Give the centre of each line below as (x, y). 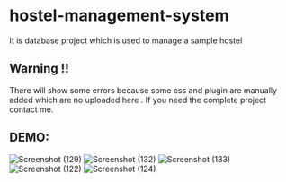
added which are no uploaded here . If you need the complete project (138, 100)
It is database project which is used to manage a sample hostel (126, 40)
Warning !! (39, 69)
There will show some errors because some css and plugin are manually (143, 90)
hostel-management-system (119, 16)
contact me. (31, 109)
